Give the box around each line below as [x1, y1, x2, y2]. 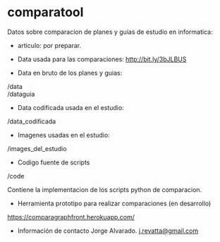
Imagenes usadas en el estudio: [17, 131, 111, 139]
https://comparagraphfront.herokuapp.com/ [7, 212, 135, 221]
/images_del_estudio [7, 144, 67, 152]
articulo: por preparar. [17, 41, 82, 49]
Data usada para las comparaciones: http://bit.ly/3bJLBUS [17, 54, 187, 63]
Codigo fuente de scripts [17, 158, 90, 167]
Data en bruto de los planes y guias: [17, 68, 123, 77]
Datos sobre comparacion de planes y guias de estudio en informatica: [7, 28, 213, 36]
